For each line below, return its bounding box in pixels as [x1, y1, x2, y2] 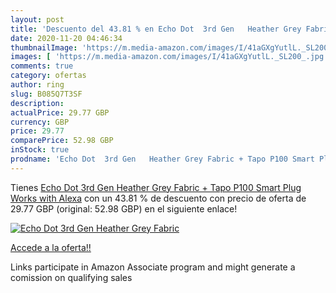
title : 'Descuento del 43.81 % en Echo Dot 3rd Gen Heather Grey [10, 24, 302, 34]
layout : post [10, 14, 65, 25]
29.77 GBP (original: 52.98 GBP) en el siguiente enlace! [10, 202, 238, 215]
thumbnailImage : [10, 42, 78, 53]
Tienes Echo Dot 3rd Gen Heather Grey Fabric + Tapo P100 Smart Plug [10, 181, 302, 193]
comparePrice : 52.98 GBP [10, 136, 114, 146]
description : [10, 98, 65, 108]
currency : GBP [10, 117, 70, 127]
